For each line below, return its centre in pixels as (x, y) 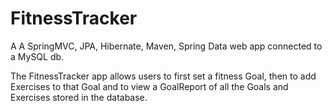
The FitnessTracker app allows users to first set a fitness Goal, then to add (163, 76)
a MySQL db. (37, 56)
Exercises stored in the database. (79, 97)
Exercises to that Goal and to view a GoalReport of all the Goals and (149, 86)
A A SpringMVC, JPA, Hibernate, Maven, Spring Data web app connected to (166, 46)
